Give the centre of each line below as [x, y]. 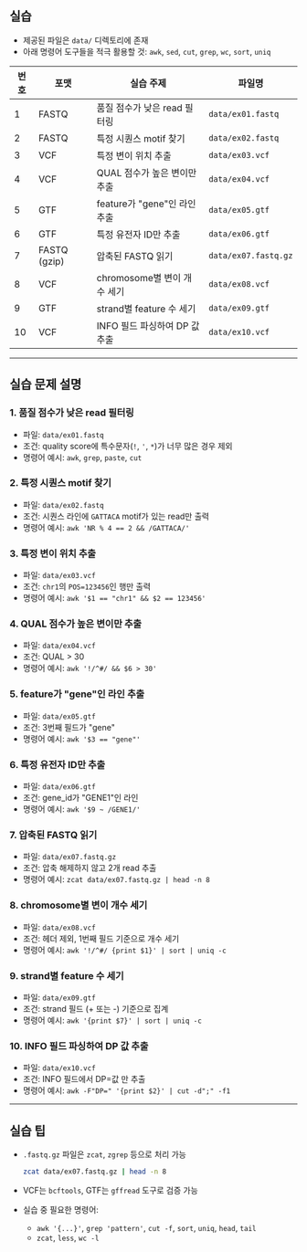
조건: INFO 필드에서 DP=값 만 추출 [84, 1079]
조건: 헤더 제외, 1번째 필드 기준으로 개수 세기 [101, 938]
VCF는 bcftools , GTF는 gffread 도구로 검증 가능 [110, 1190]
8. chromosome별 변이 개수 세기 [79, 905]
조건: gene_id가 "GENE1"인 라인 [80, 797]
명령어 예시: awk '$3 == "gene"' [81, 739]
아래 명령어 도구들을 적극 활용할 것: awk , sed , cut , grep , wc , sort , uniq [147, 51]
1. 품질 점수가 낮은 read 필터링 [72, 413]
